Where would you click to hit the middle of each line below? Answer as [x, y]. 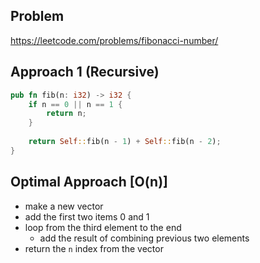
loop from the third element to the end [103, 227]
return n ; [66, 114]
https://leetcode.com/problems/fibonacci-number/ [114, 40]
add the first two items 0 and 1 [87, 216]
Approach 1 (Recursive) [85, 72]
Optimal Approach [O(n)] [89, 182]
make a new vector [64, 206]
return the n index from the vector [94, 248]
